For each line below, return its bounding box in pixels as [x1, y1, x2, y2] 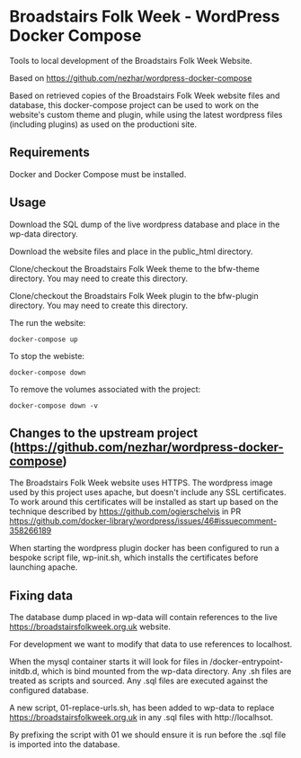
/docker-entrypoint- [209, 656, 284, 667]
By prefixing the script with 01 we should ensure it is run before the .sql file [9, 729, 287, 740]
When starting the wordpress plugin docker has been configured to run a [9, 543, 280, 554]
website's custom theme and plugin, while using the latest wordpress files [9, 109, 283, 120]
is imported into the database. [9, 739, 120, 750]
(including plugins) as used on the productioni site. [9, 119, 198, 130]
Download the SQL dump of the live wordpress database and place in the [9, 219, 280, 230]
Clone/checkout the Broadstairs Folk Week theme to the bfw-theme [9, 263, 261, 274]
